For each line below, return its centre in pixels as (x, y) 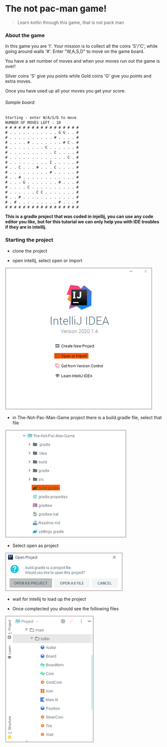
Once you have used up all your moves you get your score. (65, 91)
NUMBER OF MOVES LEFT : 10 (33, 123)
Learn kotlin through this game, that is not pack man (71, 22)
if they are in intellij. (26, 227)
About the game (25, 35)
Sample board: (20, 102)
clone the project (30, 251)
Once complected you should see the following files (66, 608)
